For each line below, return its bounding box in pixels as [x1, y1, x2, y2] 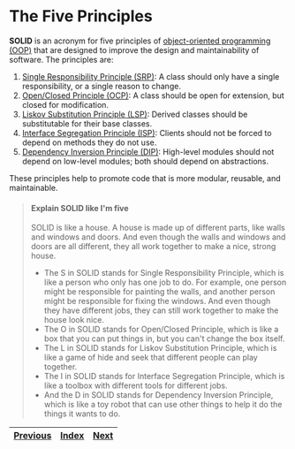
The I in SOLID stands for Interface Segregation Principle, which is [43, 371, 285, 382]
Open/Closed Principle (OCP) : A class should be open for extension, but [21, 90, 284, 101]
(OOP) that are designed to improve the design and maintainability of [9, 44, 260, 55]
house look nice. [43, 315, 104, 325]
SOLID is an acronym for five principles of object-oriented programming [9, 35, 271, 46]
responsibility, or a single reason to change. [21, 80, 181, 91]
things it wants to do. [43, 408, 121, 419]
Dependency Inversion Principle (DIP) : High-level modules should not [21, 146, 275, 156]
